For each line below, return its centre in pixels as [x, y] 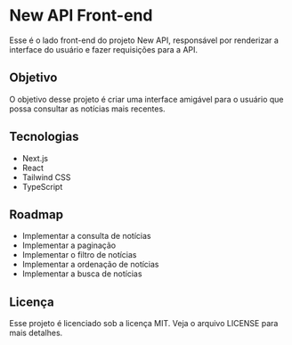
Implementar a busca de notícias [82, 274]
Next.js [35, 158]
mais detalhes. [36, 333]
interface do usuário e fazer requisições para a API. [104, 49]
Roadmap [36, 214]
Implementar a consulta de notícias [86, 236]
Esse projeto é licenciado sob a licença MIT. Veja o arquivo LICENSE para [144, 324]
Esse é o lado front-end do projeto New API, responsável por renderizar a [144, 40]
